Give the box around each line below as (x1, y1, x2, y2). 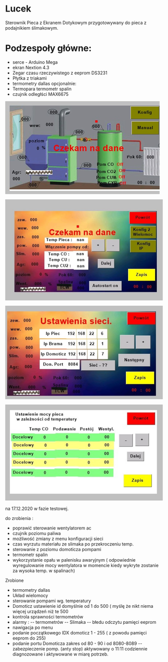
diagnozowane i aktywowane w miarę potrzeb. (12, 651, 108, 657)
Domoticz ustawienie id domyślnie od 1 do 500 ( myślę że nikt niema (12, 603, 153, 609)
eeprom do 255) (12, 635, 46, 641)
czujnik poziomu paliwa (12, 531, 61, 537)
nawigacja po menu (12, 624, 53, 630)
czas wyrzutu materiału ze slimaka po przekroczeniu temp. (12, 541, 134, 547)
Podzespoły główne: (5, 43, 92, 54)
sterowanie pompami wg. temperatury (12, 598, 91, 604)
